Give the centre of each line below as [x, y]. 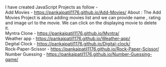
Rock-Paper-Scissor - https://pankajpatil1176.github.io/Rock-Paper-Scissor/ [82, 49]
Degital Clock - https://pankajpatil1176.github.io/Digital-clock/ [68, 44]
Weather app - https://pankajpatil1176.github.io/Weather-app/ [68, 38]
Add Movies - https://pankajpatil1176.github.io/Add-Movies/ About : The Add [83, 12]
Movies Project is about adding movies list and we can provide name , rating [83, 17]
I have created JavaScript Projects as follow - [52, 7]
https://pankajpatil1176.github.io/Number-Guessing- [99, 54]
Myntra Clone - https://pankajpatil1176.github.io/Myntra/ [62, 33]
